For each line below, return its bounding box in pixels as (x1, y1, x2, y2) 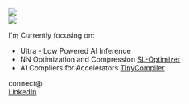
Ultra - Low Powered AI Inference (19, 46, 131, 55)
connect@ (8, 78, 43, 88)
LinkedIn (8, 87, 37, 96)
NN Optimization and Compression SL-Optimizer (19, 54, 181, 64)
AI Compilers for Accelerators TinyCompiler (19, 63, 165, 72)
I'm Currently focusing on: (8, 30, 95, 40)
